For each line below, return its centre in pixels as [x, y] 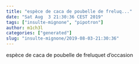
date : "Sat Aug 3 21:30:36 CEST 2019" [55, 17]
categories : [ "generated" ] [39, 33]
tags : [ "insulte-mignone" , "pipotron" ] [55, 22]
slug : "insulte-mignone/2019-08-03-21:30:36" [62, 38]
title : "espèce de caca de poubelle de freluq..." [69, 11]
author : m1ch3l [25, 28]
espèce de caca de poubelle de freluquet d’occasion [69, 55]
